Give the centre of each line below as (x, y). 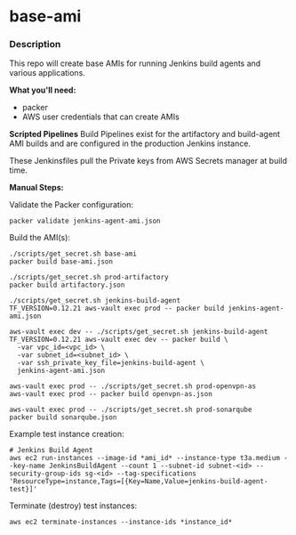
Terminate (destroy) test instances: (73, 506)
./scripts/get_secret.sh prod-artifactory (89, 278)
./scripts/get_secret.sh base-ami (73, 254)
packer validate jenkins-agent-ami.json (85, 221)
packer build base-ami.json (61, 262)
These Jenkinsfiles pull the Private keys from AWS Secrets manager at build (148, 161)
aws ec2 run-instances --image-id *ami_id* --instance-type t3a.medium (144, 458)
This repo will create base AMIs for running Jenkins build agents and (135, 63)
